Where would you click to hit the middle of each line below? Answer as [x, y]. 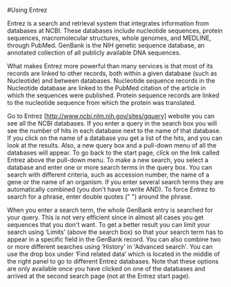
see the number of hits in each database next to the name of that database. [114, 131]
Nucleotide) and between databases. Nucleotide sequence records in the [111, 81]
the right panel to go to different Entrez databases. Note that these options [113, 261]
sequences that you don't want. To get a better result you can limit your [109, 225]
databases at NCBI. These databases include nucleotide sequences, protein [115, 31]
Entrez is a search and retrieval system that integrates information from [108, 23]
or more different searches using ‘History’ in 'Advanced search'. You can [110, 247]
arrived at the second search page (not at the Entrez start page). [99, 276]
